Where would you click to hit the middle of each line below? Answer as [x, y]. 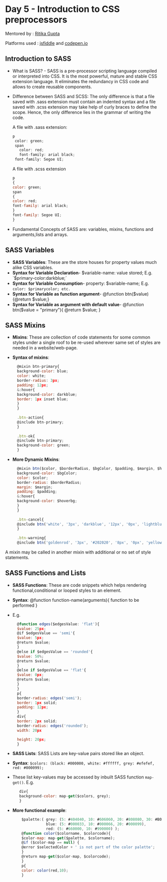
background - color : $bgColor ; [47, 473]
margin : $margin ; [35, 487]
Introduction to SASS [38, 59]
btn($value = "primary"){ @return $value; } [56, 310]
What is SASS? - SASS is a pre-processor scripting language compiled [85, 71]
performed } [25, 605]
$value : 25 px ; [32, 629]
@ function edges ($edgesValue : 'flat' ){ [58, 624]
